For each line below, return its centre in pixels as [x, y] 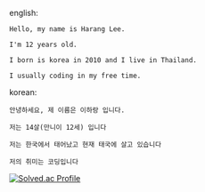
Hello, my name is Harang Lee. [67, 29]
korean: [23, 92]
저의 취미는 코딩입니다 [44, 162]
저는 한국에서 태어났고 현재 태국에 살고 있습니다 [86, 145]
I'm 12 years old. [43, 44]
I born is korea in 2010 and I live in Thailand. [103, 60]
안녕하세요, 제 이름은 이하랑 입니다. [67, 110]
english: [24, 13]
